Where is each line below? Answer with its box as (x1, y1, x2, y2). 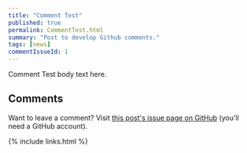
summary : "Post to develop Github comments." (8, 33, 160, 42)
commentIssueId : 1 (8, 48, 68, 56)
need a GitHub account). (8, 121, 88, 130)
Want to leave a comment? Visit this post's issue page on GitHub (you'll (8, 113, 240, 122)
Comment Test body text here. (8, 70, 107, 78)
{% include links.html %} (8, 137, 88, 146)
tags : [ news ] (8, 41, 51, 49)
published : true (8, 19, 61, 27)
